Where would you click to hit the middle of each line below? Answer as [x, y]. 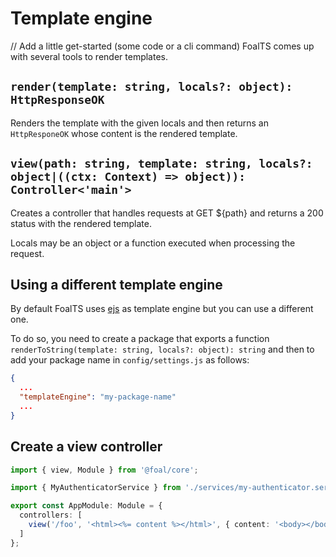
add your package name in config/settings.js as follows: [130, 360]
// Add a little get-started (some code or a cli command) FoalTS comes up [162, 46]
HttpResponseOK [57, 100]
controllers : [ [51, 515]
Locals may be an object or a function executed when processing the [153, 243]
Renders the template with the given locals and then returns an [139, 123]
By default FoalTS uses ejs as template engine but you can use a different [162, 309]
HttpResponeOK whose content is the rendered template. [124, 133]
